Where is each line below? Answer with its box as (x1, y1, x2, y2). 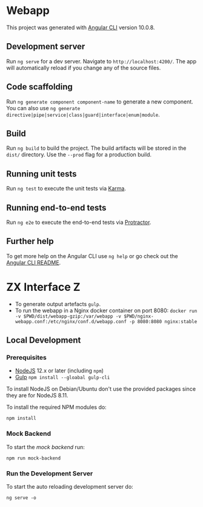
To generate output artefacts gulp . (15, 300, 101, 307)
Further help (6, 236, 55, 247)
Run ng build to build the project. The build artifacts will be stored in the (6, 144, 187, 152)
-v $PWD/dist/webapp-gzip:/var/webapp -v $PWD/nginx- (15, 313, 154, 320)
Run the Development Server (6, 469, 93, 478)
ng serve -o (6, 495, 36, 501)
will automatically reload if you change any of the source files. (6, 64, 161, 71)
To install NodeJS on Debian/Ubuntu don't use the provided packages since (6, 385, 196, 393)
